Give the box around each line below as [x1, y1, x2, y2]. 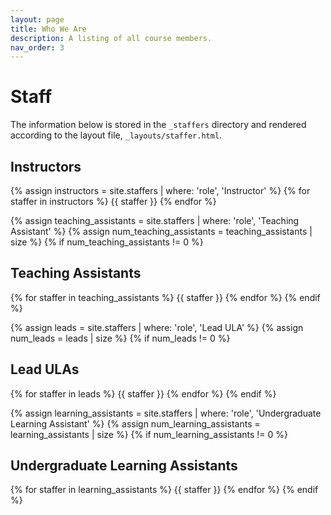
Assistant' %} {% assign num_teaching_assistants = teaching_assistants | [10, 226, 313, 237]
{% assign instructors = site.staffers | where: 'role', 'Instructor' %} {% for [10, 185, 311, 196]
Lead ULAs [10, 361, 80, 378]
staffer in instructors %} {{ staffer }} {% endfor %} [10, 196, 217, 207]
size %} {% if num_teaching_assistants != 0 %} [10, 236, 204, 248]
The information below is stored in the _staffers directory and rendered [10, 119, 307, 131]
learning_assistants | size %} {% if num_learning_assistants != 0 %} [10, 428, 289, 440]
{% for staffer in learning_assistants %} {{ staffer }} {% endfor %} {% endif [10, 484, 319, 496]
